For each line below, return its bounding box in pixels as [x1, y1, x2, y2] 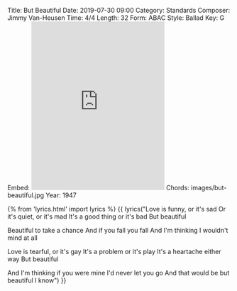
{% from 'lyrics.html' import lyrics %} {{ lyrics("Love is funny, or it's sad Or [7, 205, 226, 213]
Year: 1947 [45, 191, 77, 199]
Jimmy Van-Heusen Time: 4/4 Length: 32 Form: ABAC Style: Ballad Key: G [7, 13, 225, 22]
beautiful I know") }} [7, 276, 67, 285]
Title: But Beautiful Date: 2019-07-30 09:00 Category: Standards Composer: [7, 6, 231, 14]
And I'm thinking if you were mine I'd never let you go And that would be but [7, 269, 230, 277]
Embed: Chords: [7, 184, 189, 192]
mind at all [7, 234, 38, 242]
